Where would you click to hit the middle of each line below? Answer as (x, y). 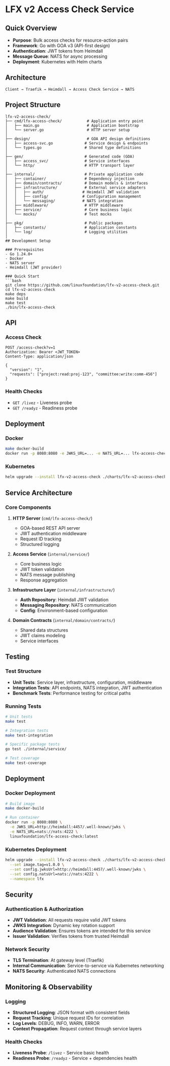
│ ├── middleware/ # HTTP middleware (64, 205)
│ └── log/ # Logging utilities (67, 232)
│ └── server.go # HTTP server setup (68, 130)
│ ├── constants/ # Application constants (71, 227)
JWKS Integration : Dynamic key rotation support (64, 926)
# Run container (22, 818)
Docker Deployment (30, 793)
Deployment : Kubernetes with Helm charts (57, 62)
